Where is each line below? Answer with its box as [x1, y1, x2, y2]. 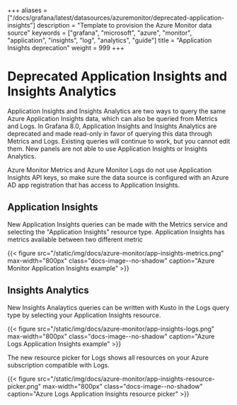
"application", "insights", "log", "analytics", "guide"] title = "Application [7, 36, 212, 45]
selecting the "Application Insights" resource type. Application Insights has [7, 227, 225, 236]
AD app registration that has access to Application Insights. [7, 181, 180, 189]
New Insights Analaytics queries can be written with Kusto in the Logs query [7, 303, 230, 312]
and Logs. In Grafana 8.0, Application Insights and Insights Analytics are [7, 122, 217, 130]
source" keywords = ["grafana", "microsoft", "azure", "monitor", [7, 28, 192, 37]
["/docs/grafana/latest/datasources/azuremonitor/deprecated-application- [7, 13, 225, 22]
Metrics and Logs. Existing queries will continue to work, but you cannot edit [7, 137, 231, 145]
